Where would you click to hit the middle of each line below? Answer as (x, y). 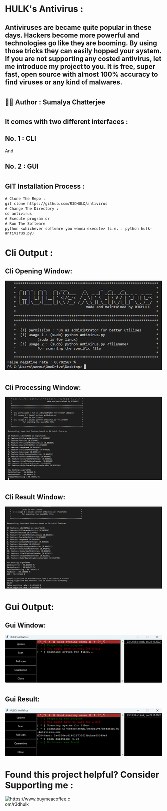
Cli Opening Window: (39, 272)
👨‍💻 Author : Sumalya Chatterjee (55, 102)
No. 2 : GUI (22, 167)
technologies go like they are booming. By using (81, 43)
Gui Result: (23, 699)
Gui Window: (26, 626)
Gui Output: (30, 607)
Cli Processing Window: (43, 388)
